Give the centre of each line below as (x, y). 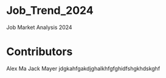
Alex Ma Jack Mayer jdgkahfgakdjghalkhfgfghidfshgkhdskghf (83, 68)
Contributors (40, 52)
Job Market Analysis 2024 (39, 27)
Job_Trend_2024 (50, 11)
